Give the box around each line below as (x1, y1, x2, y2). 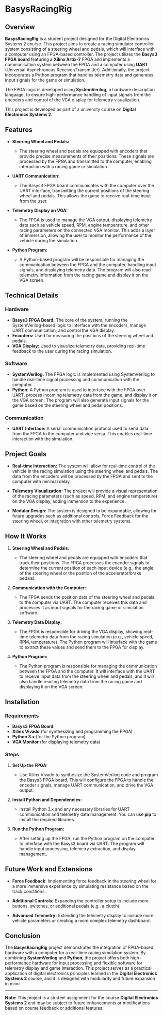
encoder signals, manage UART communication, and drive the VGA (19, 782, 154, 788)
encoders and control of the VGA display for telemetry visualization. (5, 97, 141, 103)
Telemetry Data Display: (12, 619, 62, 625)
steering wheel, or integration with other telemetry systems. (12, 518, 132, 524)
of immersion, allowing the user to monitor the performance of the (19, 232, 152, 238)
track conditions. (12, 888, 46, 894)
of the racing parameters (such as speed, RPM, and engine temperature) (12, 493, 158, 499)
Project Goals (5, 450, 47, 459)
